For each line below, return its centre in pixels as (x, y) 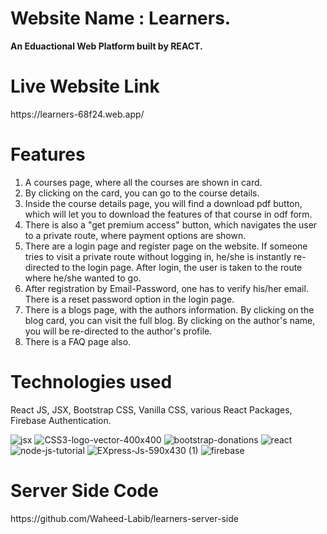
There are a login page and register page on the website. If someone (166, 246)
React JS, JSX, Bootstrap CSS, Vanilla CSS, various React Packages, (151, 409)
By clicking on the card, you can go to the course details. (142, 193)
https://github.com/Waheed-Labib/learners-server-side (124, 518)
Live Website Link (85, 86)
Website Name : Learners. (121, 18)
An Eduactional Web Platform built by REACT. (106, 46)
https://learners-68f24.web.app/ (77, 114)
